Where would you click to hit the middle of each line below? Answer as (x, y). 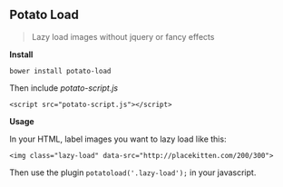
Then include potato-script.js (64, 88)
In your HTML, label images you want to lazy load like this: (118, 139)
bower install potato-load (60, 71)
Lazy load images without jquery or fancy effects (123, 36)
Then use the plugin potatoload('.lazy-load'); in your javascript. (133, 172)
